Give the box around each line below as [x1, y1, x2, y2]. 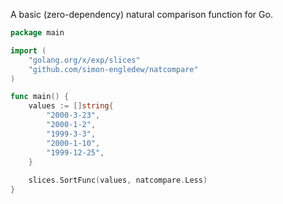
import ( [10, 45, 47, 56]
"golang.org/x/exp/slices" [28, 55, 141, 65]
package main [10, 28, 65, 38]
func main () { [10, 92, 70, 102]
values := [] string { [28, 101, 114, 111]
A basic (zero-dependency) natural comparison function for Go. [10, 9, 273, 20]
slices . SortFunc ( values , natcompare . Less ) [28, 175, 208, 186]
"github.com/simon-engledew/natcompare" [28, 64, 199, 74]
